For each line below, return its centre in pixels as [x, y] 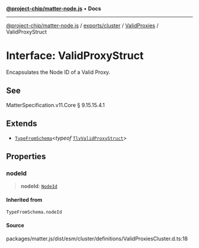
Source [15, 226]
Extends [22, 124]
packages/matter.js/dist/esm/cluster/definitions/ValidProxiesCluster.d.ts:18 [97, 239]
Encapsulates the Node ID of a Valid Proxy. [58, 72]
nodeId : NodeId [39, 186]
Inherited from [24, 199]
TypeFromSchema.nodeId [34, 212]
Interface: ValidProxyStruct [75, 56]
